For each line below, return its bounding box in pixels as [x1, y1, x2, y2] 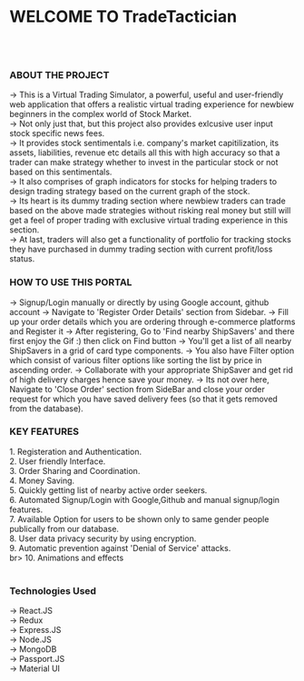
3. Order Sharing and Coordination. [9, 465, 141, 476]
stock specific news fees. [9, 128, 105, 139]
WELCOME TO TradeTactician [9, 6, 238, 27]
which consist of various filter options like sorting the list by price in [9, 354, 262, 365]
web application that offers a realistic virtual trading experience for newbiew [9, 99, 295, 110]
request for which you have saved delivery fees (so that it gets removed [9, 393, 279, 404]
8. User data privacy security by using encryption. [9, 533, 197, 544]
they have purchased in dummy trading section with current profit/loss [9, 243, 273, 255]
